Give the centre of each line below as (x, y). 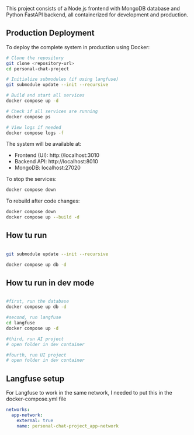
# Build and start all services (45, 95)
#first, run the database (37, 302)
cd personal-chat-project (37, 69)
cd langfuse (20, 323)
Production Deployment (50, 33)
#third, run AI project (35, 339)
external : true (35, 420)
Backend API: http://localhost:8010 (56, 162)
